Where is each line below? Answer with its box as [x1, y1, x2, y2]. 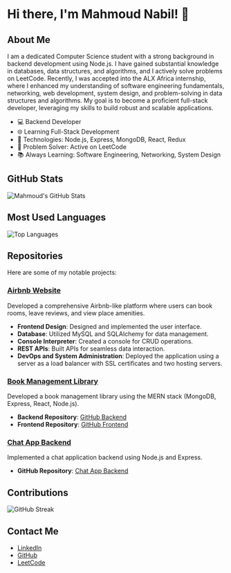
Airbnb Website [7, 285, 61, 295]
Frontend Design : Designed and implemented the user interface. [17, 322, 202, 330]
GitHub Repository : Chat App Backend [17, 467, 129, 475]
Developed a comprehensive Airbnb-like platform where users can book [7, 301, 213, 310]
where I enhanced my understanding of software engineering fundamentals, [7, 82, 225, 89]
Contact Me [7, 525, 59, 537]
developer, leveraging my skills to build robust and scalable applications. [7, 104, 214, 112]
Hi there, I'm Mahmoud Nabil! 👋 [7, 6, 190, 22]
